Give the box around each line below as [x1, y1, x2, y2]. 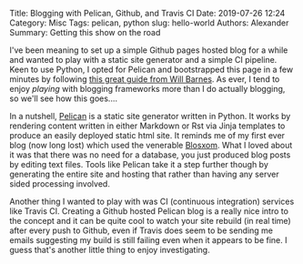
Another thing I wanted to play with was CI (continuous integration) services [9, 196, 295, 207]
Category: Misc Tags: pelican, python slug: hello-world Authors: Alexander [9, 17, 289, 28]
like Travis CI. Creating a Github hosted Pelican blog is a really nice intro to [9, 206, 289, 217]
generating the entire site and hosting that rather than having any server [9, 168, 279, 179]
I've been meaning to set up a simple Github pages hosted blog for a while [9, 45, 288, 56]
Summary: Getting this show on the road [9, 27, 161, 37]
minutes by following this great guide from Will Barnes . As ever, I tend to [9, 74, 280, 85]
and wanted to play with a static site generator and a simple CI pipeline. [9, 55, 278, 65]
